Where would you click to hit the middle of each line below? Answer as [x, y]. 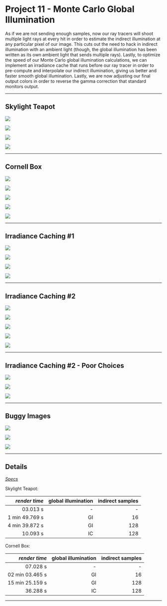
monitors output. [22, 86]
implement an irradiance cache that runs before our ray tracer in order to [80, 65]
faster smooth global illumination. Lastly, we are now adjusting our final [78, 76]
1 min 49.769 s [26, 517]
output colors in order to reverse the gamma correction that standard [76, 81]
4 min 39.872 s [26, 525]
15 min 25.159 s [27, 583]
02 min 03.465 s [27, 575]
